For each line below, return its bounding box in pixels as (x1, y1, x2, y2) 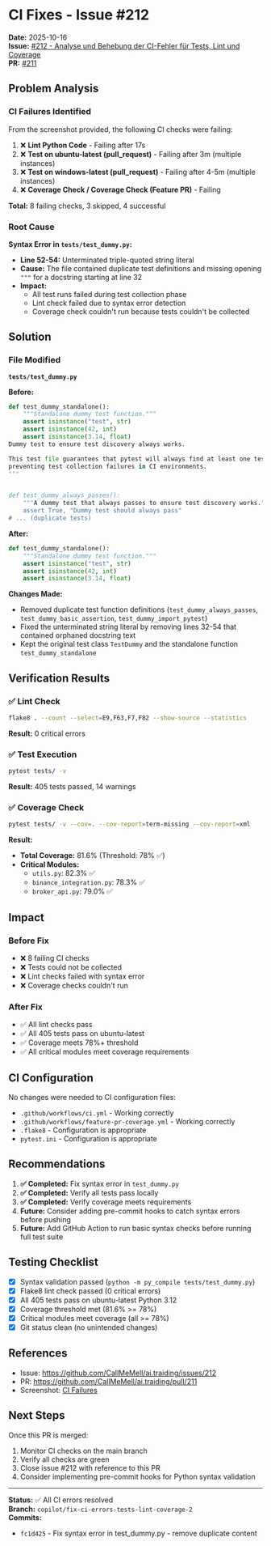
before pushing (19, 1214, 71, 1224)
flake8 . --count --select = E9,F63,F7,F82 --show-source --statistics (8, 714, 248, 722)
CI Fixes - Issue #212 (8, 6, 150, 24)
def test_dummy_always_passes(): (8, 491, 121, 499)
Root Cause (8, 221, 55, 232)
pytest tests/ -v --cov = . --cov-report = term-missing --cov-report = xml (8, 820, 251, 829)
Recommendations (8, 1157, 106, 1171)
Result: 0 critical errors (8, 728, 86, 738)
